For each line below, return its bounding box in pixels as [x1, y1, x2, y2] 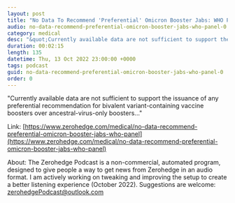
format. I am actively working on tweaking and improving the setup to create [7, 173, 227, 181]
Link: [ [7, 123, 26, 131]
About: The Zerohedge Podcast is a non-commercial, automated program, [7, 158, 221, 167]
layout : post [7, 10, 45, 17]
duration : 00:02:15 [7, 43, 64, 50]
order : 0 [7, 75, 33, 82]
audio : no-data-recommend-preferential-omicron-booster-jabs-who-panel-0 [7, 23, 227, 30]
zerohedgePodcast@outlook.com [7, 188, 104, 196]
